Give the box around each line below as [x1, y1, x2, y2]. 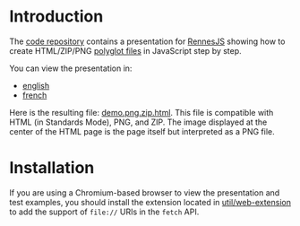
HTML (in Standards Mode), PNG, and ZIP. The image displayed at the [9, 117, 268, 127]
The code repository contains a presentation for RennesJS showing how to [9, 36, 286, 47]
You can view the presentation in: [9, 63, 133, 74]
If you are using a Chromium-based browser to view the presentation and [9, 187, 280, 198]
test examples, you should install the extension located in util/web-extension [9, 196, 291, 207]
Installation [9, 158, 95, 178]
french [21, 90, 47, 100]
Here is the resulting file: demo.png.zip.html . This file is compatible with [9, 107, 274, 117]
